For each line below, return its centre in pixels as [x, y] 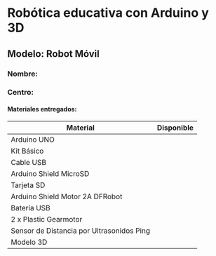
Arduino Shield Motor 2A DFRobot [67, 196]
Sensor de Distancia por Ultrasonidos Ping [81, 231]
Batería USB [31, 208]
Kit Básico [27, 151]
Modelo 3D [29, 242]
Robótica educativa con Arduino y [108, 13]
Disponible [175, 128]
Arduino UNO [33, 140]
